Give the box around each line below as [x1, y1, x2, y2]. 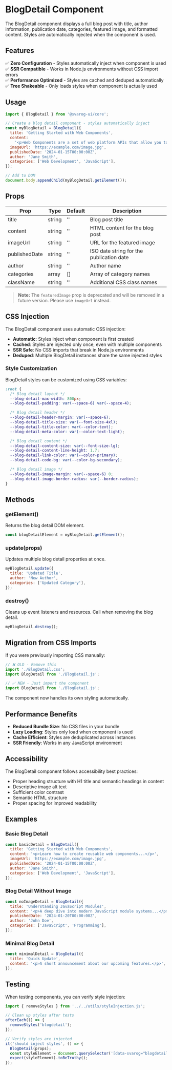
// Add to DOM [5, 173, 36, 178]
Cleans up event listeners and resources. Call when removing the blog [5, 609, 154, 615]
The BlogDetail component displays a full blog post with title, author [5, 21, 148, 27]
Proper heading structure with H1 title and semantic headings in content [12, 778, 164, 784]
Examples [5, 815, 37, 824]
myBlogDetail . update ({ [5, 566, 54, 571]
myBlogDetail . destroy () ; [5, 625, 58, 630]
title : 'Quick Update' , [10, 956, 60, 962]
